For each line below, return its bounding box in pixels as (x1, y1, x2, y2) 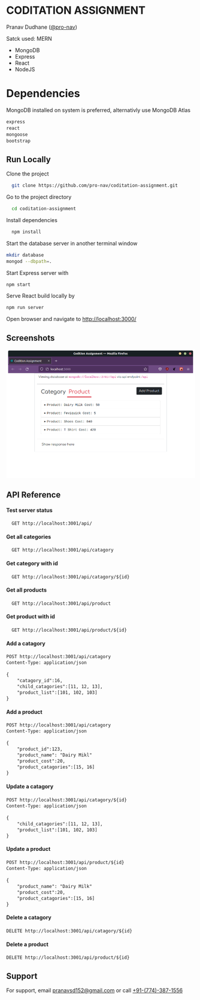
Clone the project (6, 170, 49, 177)
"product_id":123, (17, 746, 63, 752)
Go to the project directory (6, 193, 72, 201)
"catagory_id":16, (17, 678, 63, 684)
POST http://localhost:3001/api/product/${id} (6, 859, 125, 865)
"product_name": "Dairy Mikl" (17, 752, 93, 758)
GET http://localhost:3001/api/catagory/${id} (11, 574, 130, 580)
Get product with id (6, 613, 55, 620)
